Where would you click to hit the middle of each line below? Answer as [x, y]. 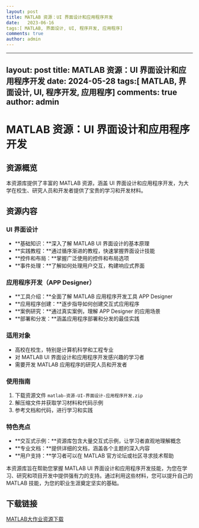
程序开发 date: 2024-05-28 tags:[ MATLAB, [95, 81]
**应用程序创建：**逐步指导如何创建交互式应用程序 [77, 304]
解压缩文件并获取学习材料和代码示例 [59, 402]
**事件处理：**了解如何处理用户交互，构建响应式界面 [80, 266]
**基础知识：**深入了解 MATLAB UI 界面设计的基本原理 [82, 244]
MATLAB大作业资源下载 [35, 519]
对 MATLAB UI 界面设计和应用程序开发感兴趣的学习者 [79, 357]
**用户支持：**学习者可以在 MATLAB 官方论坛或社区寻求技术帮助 [94, 456]
